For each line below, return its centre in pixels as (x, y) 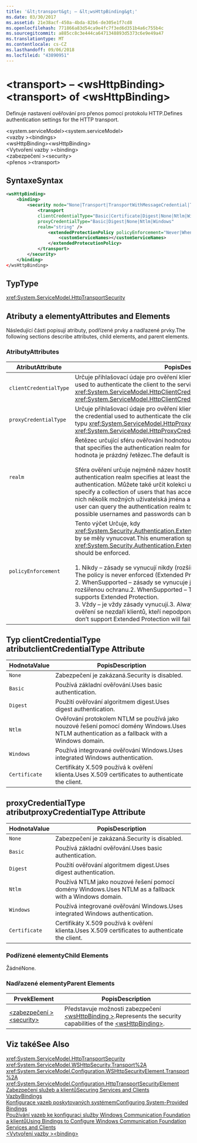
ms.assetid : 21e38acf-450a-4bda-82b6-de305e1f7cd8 (69, 22)
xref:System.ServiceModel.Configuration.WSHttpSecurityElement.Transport (98, 1071)
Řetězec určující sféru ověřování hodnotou (133, 440)
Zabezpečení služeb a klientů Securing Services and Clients (78, 1089)
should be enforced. (103, 552)
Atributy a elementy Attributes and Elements (88, 316)
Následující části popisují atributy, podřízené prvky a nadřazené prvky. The (96, 331)
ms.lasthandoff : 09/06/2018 (40, 50)
